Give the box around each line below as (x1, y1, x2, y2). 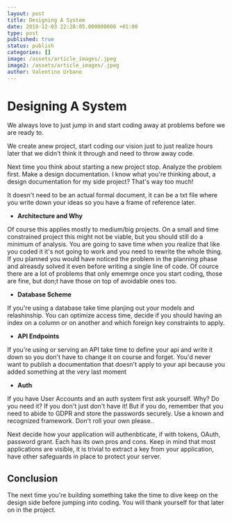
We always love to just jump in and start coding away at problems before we (7, 121, 226, 129)
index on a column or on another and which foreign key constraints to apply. (7, 319, 225, 327)
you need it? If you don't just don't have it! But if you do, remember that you (7, 402, 224, 411)
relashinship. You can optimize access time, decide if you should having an (7, 311, 222, 320)
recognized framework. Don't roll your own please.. (7, 417, 154, 425)
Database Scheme (17, 290, 72, 299)
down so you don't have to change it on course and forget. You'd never (7, 353, 211, 361)
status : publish (7, 42, 54, 49)
